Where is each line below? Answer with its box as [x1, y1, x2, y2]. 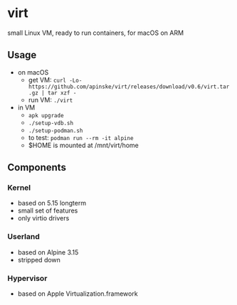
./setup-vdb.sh [28, 119, 73, 127]
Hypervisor [7, 273, 48, 283]
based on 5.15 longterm [17, 199, 87, 208]
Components [7, 161, 66, 173]
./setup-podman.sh [28, 127, 83, 134]
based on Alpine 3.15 [17, 247, 79, 257]
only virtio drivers [17, 214, 70, 223]
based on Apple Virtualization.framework [17, 289, 138, 298]
